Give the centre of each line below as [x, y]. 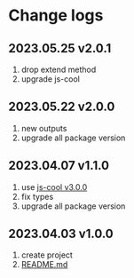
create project [47, 255]
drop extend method [59, 69]
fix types [37, 196]
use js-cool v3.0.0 [54, 187]
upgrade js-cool [51, 79]
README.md [44, 265]
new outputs [44, 128]
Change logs [56, 16]
